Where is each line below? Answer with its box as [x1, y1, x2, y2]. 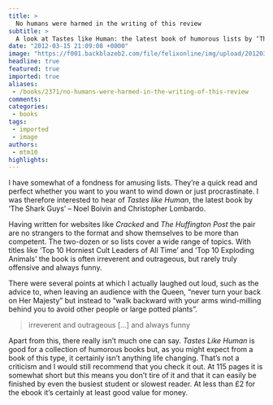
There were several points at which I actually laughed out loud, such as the [8, 278, 259, 289]
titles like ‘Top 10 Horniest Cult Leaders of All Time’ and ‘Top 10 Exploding [8, 246, 254, 255]
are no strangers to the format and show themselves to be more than [8, 229, 239, 238]
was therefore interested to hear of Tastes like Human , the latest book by [8, 195, 253, 205]
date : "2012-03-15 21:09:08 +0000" [8, 42, 129, 50]
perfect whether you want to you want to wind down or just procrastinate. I [8, 186, 259, 196]
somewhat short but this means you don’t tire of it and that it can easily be [8, 371, 258, 381]
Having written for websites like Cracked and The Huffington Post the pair [8, 220, 256, 229]
